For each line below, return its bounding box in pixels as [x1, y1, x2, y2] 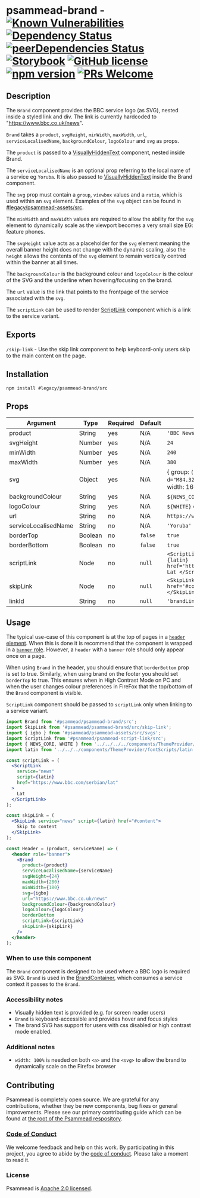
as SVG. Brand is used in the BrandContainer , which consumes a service [6, 974, 183, 981]
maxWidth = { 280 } [21, 879, 60, 885]
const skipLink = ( [6, 813, 55, 819]
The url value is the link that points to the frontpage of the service [6, 288, 168, 295]
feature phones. [6, 228, 46, 235]
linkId [9, 597, 25, 605]
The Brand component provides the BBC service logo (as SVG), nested [6, 107, 179, 114]
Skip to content [17, 824, 58, 830]
